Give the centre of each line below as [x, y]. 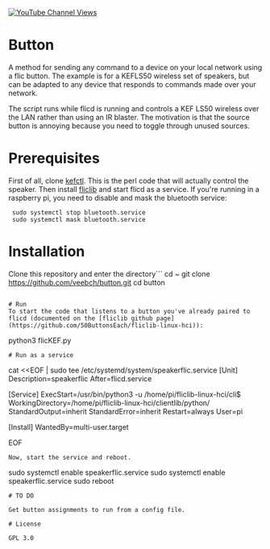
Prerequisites [54, 158]
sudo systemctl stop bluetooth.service [79, 212]
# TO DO [21, 496]
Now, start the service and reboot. [70, 457]
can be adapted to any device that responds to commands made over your [132, 84]
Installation [47, 252]
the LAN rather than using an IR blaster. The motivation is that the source [129, 117]
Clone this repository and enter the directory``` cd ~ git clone [110, 273]
